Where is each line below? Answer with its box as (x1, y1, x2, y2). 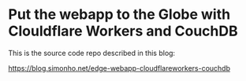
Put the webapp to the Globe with (8, 6, 231, 24)
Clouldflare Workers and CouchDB (8, 22, 238, 40)
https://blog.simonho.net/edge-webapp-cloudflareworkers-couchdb (8, 63, 231, 72)
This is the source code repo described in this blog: (8, 48, 176, 57)
